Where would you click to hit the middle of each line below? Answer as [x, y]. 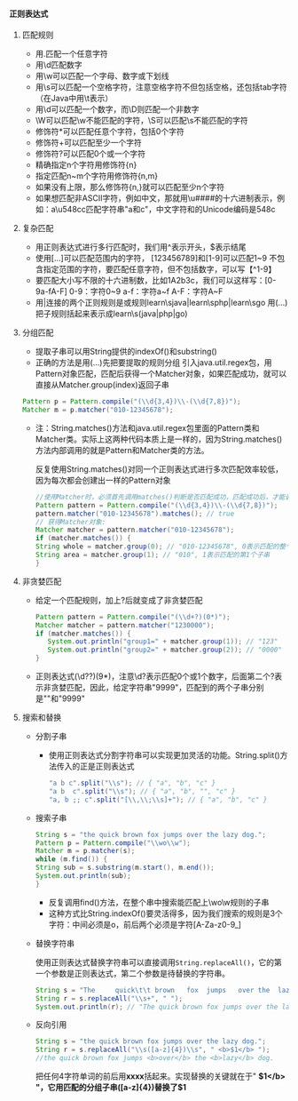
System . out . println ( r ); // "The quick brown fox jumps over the [157, 1007]
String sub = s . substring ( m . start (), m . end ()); [125, 868]
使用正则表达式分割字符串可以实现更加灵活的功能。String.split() [165, 755]
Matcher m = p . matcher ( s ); [85, 851]
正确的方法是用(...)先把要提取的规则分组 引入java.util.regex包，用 [153, 363]
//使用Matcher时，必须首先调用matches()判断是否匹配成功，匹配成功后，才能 [160, 497]
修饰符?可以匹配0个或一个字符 [90, 154]
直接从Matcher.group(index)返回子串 [102, 385]
